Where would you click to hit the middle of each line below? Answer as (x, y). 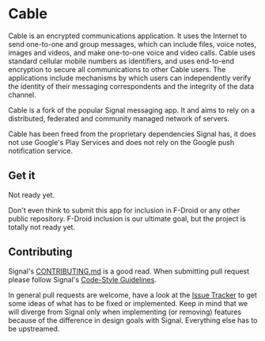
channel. (23, 94)
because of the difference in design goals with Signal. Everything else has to (133, 320)
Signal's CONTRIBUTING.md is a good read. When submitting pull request (129, 271)
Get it (22, 176)
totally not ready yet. (42, 227)
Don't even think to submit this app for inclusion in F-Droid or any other (124, 210)
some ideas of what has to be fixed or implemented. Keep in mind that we (128, 303)
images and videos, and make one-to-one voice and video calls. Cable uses (132, 52)
